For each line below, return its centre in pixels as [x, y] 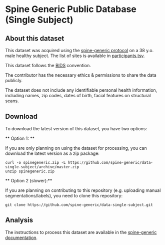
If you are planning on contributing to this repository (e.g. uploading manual [83, 190]
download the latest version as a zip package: [52, 153]
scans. [12, 101]
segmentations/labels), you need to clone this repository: [64, 195]
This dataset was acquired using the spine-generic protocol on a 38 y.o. [79, 50]
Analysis [19, 220]
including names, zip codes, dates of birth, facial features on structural [78, 95]
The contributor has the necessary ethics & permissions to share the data [81, 75]
